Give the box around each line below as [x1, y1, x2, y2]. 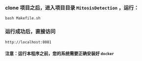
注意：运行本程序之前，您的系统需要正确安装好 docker [5, 51, 114, 57]
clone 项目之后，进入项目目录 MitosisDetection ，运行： [5, 4, 139, 11]
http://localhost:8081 [5, 39, 52, 45]
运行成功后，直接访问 [5, 28, 56, 35]
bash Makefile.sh [5, 16, 41, 21]
